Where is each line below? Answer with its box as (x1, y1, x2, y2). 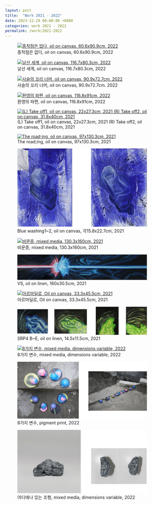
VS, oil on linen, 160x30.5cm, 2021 (17, 281, 87, 286)
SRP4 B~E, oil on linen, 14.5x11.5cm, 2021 (17, 335, 101, 342)
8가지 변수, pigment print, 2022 (17, 419, 80, 425)
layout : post (5, 8, 32, 13)
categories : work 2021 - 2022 (5, 23, 67, 28)
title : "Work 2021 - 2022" (5, 13, 63, 18)
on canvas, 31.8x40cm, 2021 (17, 124, 75, 130)
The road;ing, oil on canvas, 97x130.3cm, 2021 (17, 139, 111, 145)
